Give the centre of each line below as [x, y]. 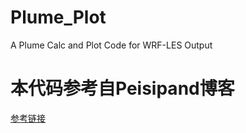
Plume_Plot [58, 17]
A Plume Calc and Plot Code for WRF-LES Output [111, 45]
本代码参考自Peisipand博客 [122, 88]
